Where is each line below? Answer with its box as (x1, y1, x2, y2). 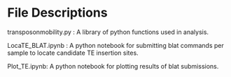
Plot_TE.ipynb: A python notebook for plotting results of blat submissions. (7, 62, 219, 70)
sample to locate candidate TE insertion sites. (7, 49, 139, 57)
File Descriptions (7, 5, 108, 21)
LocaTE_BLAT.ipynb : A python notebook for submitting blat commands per (7, 41, 224, 49)
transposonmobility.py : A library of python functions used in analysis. (7, 28, 209, 36)
